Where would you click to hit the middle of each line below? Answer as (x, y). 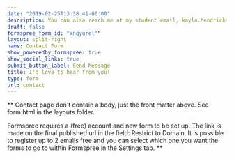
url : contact (26, 85)
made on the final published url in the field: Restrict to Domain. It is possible (116, 133)
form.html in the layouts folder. (51, 112)
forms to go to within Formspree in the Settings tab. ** (85, 148)
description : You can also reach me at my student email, (93, 20)
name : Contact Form (36, 46)
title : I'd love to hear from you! (59, 72)
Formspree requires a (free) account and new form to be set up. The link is (114, 126)
